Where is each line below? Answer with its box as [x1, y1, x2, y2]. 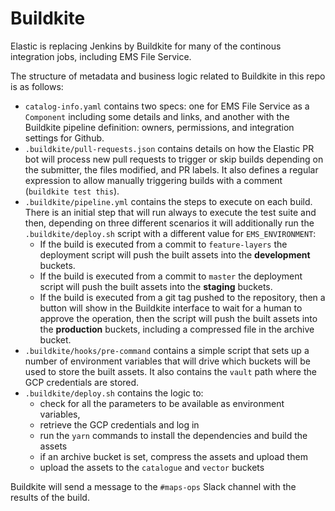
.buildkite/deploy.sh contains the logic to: [24, 387, 204, 399]
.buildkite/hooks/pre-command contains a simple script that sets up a [24, 344, 310, 356]
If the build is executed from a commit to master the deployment [39, 270, 303, 282]
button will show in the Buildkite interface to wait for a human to [39, 302, 303, 314]
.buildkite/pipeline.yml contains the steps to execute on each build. [24, 195, 313, 207]
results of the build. [10, 491, 90, 503]
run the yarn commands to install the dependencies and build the [39, 429, 308, 441]
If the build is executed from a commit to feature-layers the [39, 238, 288, 250]
